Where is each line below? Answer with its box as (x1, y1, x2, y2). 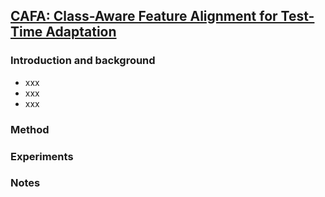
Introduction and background (10, 54, 156, 68)
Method (10, 122, 50, 136)
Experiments (10, 149, 74, 163)
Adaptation (45, 24, 117, 41)
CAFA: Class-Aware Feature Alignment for (10, 8, 278, 25)
